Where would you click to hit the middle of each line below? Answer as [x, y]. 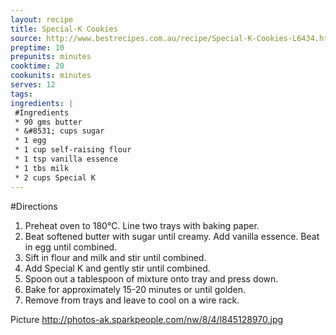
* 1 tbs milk [42, 168]
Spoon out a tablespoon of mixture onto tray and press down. [151, 278]
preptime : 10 [37, 47]
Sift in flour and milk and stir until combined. [115, 257]
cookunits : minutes [51, 76]
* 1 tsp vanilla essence [66, 159]
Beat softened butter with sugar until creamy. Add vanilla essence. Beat [172, 236]
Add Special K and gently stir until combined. [117, 268]
